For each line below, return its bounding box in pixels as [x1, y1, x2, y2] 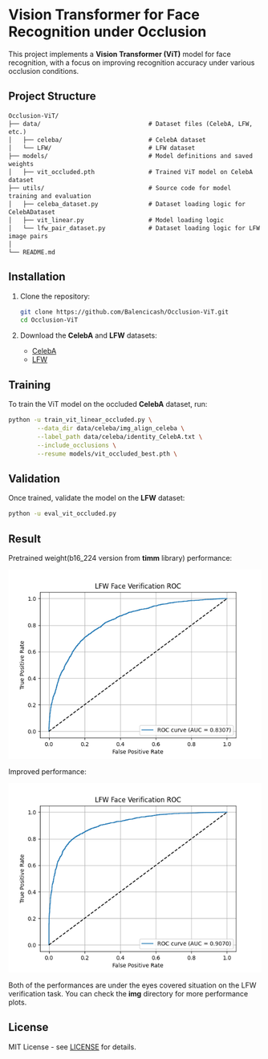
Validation [8, 472, 60, 485]
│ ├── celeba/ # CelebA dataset [8, 136, 206, 144]
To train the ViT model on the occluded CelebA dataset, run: [8, 400, 208, 409]
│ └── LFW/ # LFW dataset [8, 144, 196, 152]
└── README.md [8, 248, 56, 256]
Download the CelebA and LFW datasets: [19, 331, 158, 340]
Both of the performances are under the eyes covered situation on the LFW [8, 980, 257, 990]
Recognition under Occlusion [8, 22, 207, 41]
